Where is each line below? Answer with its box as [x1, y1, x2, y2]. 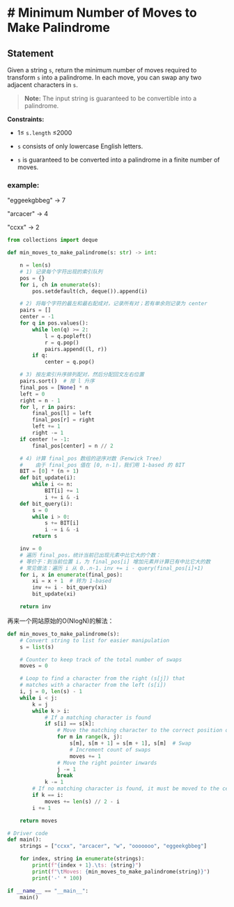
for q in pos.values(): [19, 320, 89, 327]
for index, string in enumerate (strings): [19, 855, 145, 862]
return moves [19, 817, 58, 824]
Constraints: [7, 115, 45, 123]
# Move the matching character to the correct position [56, 727, 223, 734]
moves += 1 [69, 752, 101, 760]
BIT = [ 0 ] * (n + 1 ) [19, 468, 79, 475]
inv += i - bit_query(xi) [32, 584, 108, 591]
